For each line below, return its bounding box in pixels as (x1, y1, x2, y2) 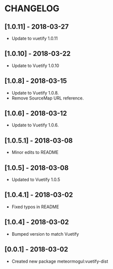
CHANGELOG (4, 3, 59, 14)
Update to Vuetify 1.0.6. (11, 122, 59, 128)
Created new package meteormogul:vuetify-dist (11, 258, 108, 264)
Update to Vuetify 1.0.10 (11, 62, 59, 69)
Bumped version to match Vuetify (11, 231, 79, 237)
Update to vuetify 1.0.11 (11, 35, 58, 41)
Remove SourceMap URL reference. (11, 95, 84, 101)
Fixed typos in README (11, 204, 59, 210)
